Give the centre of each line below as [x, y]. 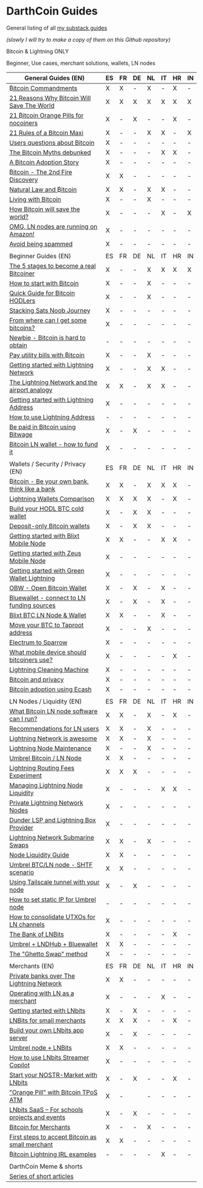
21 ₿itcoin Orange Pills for [47, 115]
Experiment [26, 775]
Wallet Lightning [32, 578]
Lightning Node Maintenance [50, 748]
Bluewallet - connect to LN [47, 598]
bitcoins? [22, 328]
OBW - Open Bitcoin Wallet [48, 588]
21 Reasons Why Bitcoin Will [50, 98]
